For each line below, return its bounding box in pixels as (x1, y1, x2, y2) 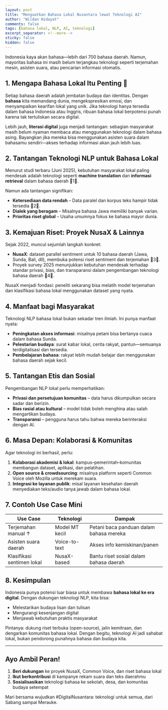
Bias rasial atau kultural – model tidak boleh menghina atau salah (12, 405, 147, 412)
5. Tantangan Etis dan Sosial (5, 372, 95, 380)
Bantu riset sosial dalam (89, 553, 146, 560)
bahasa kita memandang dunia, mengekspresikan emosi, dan (5, 97, 132, 104)
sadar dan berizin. (12, 400, 50, 406)
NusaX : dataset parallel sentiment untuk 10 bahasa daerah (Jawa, (12, 251, 148, 257)
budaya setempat (12, 684, 49, 690)
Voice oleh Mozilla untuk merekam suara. (12, 475, 97, 481)
